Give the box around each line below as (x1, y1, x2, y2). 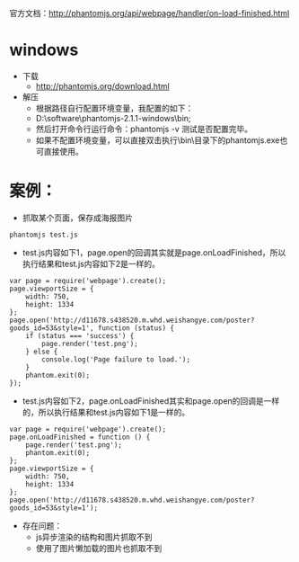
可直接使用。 (35, 146, 84, 156)
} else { (25, 347, 58, 356)
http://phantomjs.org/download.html (35, 80, 171, 92)
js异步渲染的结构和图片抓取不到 (35, 531, 153, 542)
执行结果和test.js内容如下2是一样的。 (22, 258, 160, 269)
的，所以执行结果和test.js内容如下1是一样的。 (22, 406, 190, 417)
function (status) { (97, 323, 175, 333)
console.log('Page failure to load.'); (41, 354, 191, 364)
